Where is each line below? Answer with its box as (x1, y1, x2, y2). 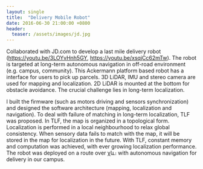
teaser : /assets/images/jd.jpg (11, 31, 91, 37)
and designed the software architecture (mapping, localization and (6, 104, 172, 112)
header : (6, 25, 26, 32)
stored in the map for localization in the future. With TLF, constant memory (6, 136, 192, 144)
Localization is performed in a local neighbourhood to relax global (6, 124, 170, 131)
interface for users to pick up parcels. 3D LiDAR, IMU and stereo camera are (6, 74, 196, 81)
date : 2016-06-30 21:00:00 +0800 (6, 20, 91, 26)
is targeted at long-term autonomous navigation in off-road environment (6, 61, 186, 68)
